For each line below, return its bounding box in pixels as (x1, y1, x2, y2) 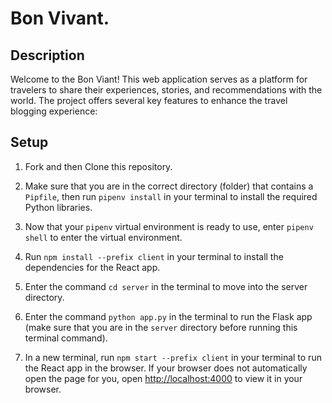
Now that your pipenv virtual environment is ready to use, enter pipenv (24, 220, 314, 232)
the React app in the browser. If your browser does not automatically (24, 362, 308, 374)
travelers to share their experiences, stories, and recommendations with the (10, 84, 323, 96)
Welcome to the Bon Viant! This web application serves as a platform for (10, 73, 308, 85)
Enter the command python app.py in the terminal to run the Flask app (24, 310, 313, 322)
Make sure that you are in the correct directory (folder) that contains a (24, 180, 314, 192)
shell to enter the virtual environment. (24, 231, 183, 243)
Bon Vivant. (10, 7, 110, 30)
